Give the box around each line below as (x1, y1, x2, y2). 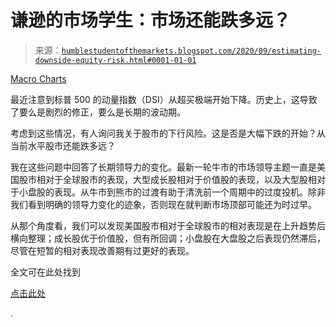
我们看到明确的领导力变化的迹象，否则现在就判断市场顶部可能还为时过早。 (10, 198, 317, 210)
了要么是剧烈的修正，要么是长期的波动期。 (10, 106, 186, 118)
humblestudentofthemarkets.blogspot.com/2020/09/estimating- (61, 46, 322, 56)
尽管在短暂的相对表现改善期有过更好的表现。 (10, 244, 195, 256)
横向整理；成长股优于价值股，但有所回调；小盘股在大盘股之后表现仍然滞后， (10, 232, 326, 244)
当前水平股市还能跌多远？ (10, 139, 116, 151)
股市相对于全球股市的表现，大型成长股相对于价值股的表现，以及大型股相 (18, 173, 317, 185)
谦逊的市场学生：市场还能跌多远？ (10, 9, 292, 32)
